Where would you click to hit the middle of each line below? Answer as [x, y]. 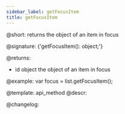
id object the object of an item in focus [62, 69]
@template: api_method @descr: [47, 92]
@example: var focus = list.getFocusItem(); [59, 81]
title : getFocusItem [32, 17]
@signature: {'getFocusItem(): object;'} [55, 46]
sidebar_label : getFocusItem [43, 12]
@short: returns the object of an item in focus [62, 34]
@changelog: [23, 104]
